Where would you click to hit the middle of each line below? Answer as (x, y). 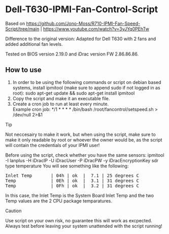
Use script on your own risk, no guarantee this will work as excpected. (79, 220)
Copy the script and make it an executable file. (61, 98)
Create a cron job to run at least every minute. (61, 104)
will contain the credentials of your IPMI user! (53, 145)
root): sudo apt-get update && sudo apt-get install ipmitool (74, 93)
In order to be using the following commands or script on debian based (87, 82)
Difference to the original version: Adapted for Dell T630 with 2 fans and (81, 39)
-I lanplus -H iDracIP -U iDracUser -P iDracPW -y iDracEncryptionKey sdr (82, 160)
